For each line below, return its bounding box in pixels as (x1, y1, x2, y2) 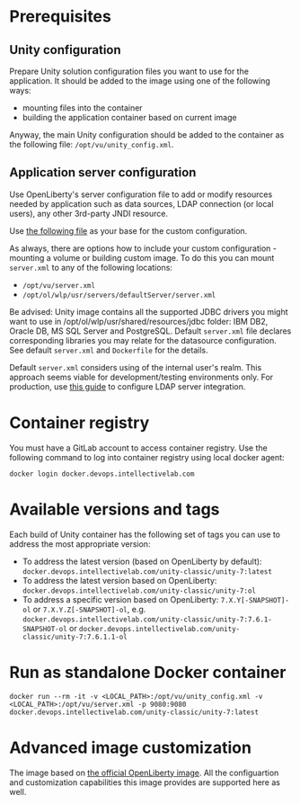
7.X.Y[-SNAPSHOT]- (220, 595, 290, 604)
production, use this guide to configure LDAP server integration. (9, 380, 246, 392)
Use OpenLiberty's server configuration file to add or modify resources (9, 189, 273, 200)
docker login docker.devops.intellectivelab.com (9, 469, 195, 478)
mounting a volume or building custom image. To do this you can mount (9, 252, 275, 263)
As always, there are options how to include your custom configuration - (9, 243, 277, 254)
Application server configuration (9, 165, 197, 181)
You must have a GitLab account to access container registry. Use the (9, 442, 268, 453)
